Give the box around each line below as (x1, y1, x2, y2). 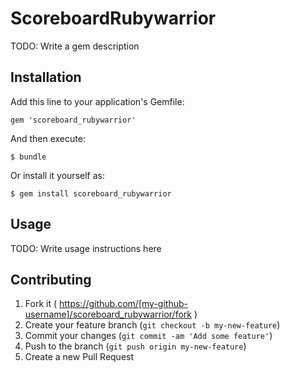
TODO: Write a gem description (10, 40, 140, 52)
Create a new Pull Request (24, 351, 135, 363)
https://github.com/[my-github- (58, 298, 188, 310)
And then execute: (10, 132, 86, 144)
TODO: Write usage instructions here (10, 242, 162, 254)
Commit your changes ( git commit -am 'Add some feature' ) (24, 330, 273, 342)
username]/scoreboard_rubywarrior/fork (24, 308, 192, 321)
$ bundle (10, 152, 47, 162)
